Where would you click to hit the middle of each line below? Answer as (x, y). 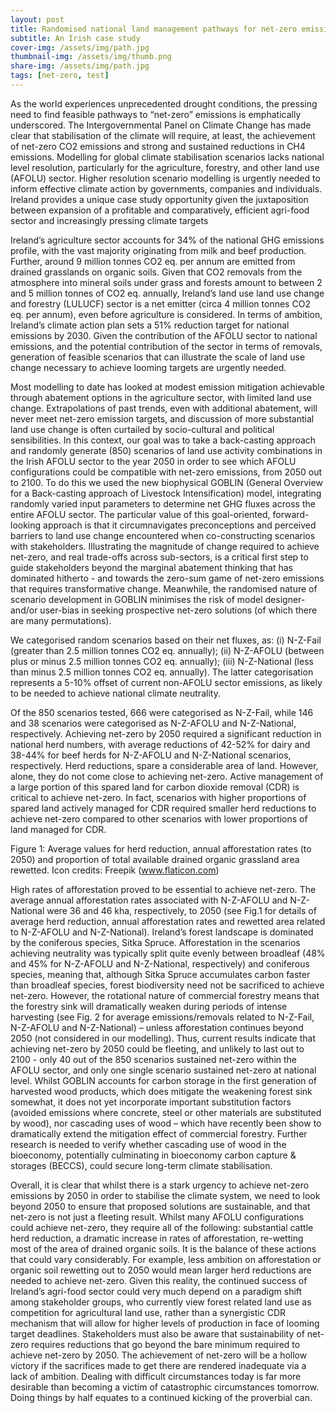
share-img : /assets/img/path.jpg (80, 66)
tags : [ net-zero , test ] (60, 76)
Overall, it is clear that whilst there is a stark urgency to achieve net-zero (160, 1185)
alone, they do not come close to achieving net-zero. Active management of (167, 776)
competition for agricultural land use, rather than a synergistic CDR (148, 1312)
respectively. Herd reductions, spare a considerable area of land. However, (164, 765)
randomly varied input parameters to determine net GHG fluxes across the (163, 503)
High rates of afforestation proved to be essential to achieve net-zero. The (163, 889)
